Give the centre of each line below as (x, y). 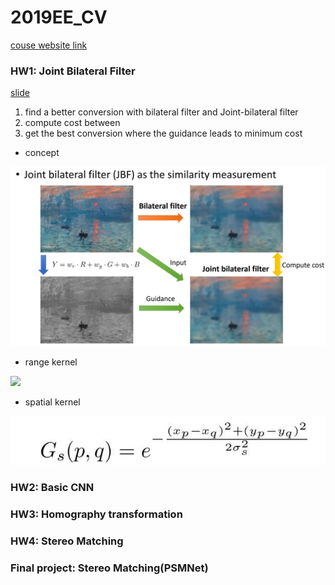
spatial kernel (52, 402)
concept (42, 153)
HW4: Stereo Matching (67, 541)
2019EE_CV (59, 17)
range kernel (51, 362)
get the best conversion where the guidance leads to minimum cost (163, 133)
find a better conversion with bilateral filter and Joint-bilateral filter (161, 112)
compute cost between (72, 123)
